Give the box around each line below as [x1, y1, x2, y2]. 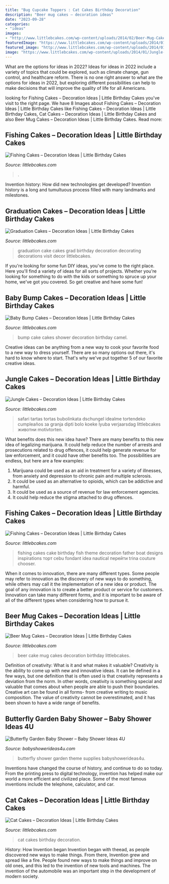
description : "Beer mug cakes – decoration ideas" [5, 12, 114, 17]
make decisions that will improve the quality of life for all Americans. [5, 85, 147, 91]
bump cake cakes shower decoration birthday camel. [17, 334, 128, 340]
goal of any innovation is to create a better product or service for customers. [5, 586, 164, 592]
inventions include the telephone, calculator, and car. [5, 781, 115, 788]
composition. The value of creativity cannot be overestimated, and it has [5, 695, 155, 701]
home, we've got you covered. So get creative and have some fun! [5, 279, 143, 285]
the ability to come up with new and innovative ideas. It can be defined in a [5, 667, 160, 674]
